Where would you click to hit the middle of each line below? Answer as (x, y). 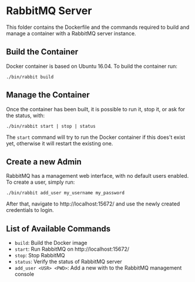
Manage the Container (48, 95)
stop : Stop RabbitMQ (40, 256)
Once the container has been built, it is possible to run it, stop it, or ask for (96, 109)
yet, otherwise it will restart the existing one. (60, 143)
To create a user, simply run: (41, 182)
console (24, 274)
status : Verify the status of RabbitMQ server (68, 262)
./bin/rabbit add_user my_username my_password (65, 193)
